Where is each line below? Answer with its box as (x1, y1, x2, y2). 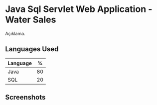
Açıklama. (5, 30, 26, 36)
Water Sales (5, 14, 56, 25)
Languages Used (5, 45, 59, 53)
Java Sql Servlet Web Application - (5, 3, 153, 15)
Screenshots (5, 93, 46, 102)
